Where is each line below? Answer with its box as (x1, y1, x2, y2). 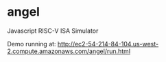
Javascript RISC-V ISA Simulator (7, 27, 99, 35)
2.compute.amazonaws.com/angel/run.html (7, 47, 131, 55)
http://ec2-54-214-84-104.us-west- (57, 40, 159, 48)
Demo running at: (7, 40, 56, 48)
